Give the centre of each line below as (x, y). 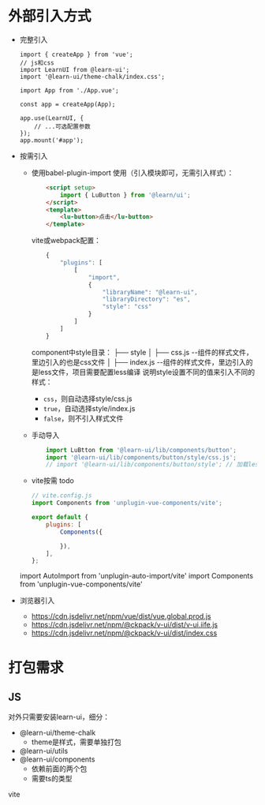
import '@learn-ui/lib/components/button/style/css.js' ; (141, 457)
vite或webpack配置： (66, 241)
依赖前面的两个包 (59, 769)
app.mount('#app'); (52, 140)
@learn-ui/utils (44, 751)
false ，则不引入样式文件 (83, 418)
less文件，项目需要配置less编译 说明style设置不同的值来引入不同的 (146, 372)
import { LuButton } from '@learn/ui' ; (125, 195)
